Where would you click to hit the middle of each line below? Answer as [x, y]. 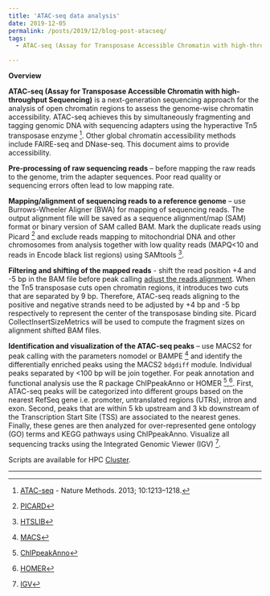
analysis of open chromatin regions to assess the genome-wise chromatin [131, 109]
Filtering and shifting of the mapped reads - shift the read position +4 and [133, 271]
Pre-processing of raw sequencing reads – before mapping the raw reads [132, 168]
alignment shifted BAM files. [55, 330]
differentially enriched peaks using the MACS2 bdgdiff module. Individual [130, 364]
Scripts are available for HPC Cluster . [70, 460]
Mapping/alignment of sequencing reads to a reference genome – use [127, 201]
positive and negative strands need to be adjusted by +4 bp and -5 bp [124, 305]
